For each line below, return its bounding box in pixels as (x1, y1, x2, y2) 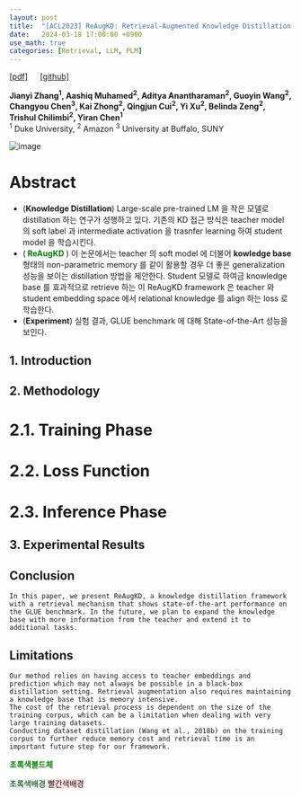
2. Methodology (9, 384, 101, 399)
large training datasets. (9, 719, 106, 728)
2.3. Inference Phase (9, 502, 168, 522)
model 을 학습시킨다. (22, 236, 96, 247)
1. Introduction (9, 353, 92, 368)
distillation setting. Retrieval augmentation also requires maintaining (9, 687, 292, 696)
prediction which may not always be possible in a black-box (9, 679, 243, 688)
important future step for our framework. (9, 742, 171, 751)
